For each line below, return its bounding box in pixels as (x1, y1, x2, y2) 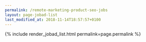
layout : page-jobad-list (5, 12, 58, 17)
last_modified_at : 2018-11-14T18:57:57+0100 (5, 17, 101, 22)
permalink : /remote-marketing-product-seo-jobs (5, 7, 108, 13)
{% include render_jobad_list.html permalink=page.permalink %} (5, 31, 141, 37)
